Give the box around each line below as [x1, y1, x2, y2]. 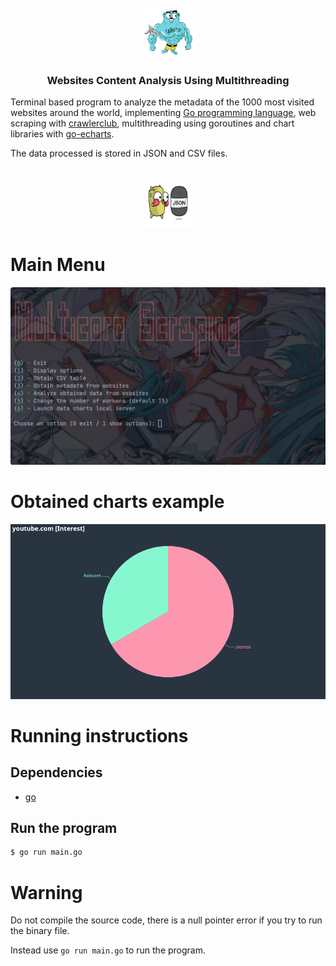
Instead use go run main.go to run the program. [10, 944, 206, 956]
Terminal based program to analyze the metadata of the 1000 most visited [10, 96, 315, 108]
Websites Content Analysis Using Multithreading [46, 73, 290, 87]
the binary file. [10, 925, 70, 937]
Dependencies [10, 764, 103, 781]
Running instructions [10, 724, 189, 747]
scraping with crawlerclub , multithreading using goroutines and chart [10, 117, 295, 130]
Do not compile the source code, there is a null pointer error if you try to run [10, 914, 323, 926]
